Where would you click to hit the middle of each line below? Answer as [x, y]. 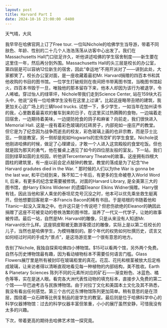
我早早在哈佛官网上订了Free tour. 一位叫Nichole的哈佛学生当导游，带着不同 [82, 44]
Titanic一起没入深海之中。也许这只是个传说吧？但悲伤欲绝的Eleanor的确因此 [83, 206]
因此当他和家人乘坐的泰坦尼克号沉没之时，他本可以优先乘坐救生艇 [85, 194]
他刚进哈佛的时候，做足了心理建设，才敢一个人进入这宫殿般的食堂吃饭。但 [81, 144]
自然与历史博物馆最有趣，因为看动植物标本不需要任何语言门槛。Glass [76, 254]
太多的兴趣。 [18, 310]
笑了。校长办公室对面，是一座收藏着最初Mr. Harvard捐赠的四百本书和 [85, 76]
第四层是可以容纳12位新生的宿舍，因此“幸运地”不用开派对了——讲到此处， [81, 69]
